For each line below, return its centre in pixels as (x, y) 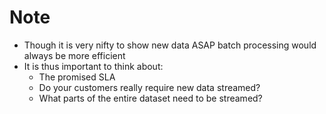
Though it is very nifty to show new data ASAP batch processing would (170, 45)
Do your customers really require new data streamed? (149, 87)
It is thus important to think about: (93, 66)
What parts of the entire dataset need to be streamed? (150, 98)
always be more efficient (74, 55)
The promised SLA (77, 77)
